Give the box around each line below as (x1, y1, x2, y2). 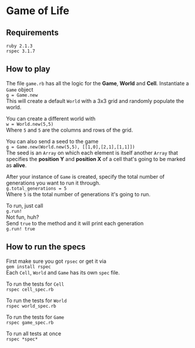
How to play (6, 64, 51, 74)
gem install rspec (6, 263, 51, 270)
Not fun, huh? (6, 213, 39, 220)
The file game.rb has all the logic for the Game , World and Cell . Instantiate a (6, 79, 189, 86)
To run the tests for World (6, 297, 67, 304)
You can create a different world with (6, 115, 96, 122)
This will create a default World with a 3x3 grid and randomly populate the (6, 97, 184, 104)
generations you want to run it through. (6, 179, 101, 186)
